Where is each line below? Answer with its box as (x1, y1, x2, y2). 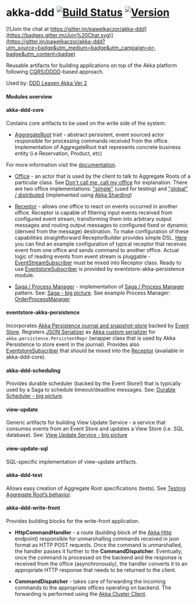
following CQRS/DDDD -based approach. (6, 68, 104, 75)
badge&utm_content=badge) (6, 50, 76, 57)
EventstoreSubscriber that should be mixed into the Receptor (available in (6, 347, 184, 354)
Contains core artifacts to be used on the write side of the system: (6, 120, 166, 127)
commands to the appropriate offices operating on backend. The (14, 584, 171, 591)
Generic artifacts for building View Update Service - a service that (6, 419, 166, 426)
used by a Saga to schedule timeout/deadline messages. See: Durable (6, 386, 176, 393)
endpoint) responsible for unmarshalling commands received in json (14, 535, 180, 542)
